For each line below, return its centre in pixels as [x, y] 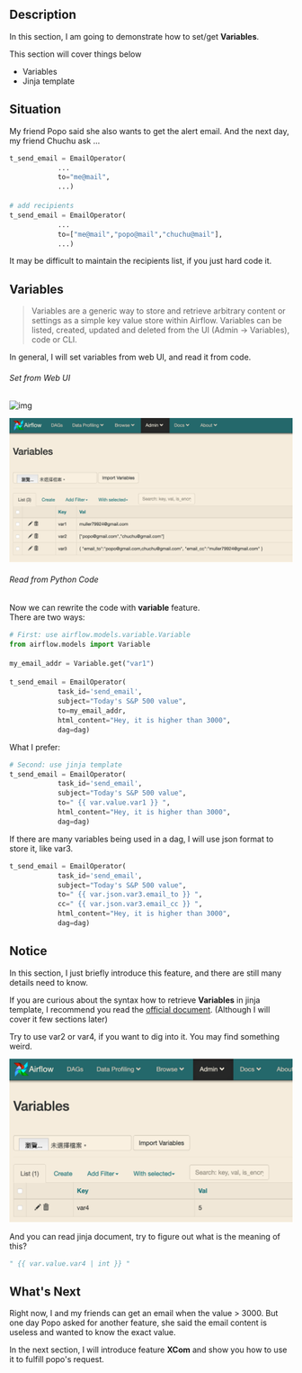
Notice [28, 951]
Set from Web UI [40, 377]
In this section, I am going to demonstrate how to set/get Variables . [134, 36]
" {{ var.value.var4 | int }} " [70, 1264]
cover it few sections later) [58, 1019]
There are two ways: [47, 617]
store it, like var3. [41, 848]
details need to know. [49, 982]
